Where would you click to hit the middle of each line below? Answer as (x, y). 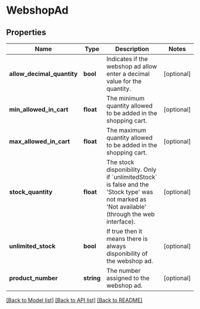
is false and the (128, 185)
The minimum (125, 98)
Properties (26, 32)
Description (132, 49)
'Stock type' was (130, 192)
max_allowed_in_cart (40, 141)
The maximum (126, 130)
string (92, 278)
